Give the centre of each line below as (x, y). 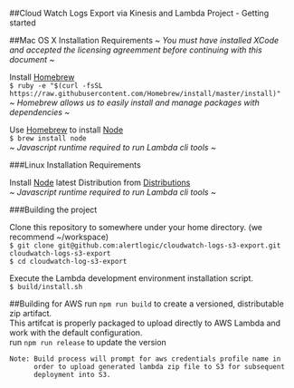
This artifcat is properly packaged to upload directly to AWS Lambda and (145, 323)
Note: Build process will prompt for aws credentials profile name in (145, 359)
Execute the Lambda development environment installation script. (132, 278)
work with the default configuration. (76, 333)
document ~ (32, 59)
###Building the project (53, 209)
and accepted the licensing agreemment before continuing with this (136, 50)
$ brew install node (48, 139)
